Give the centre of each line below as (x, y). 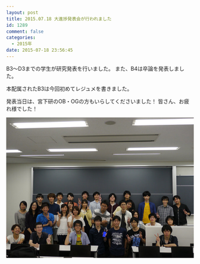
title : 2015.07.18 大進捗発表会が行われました (59, 19)
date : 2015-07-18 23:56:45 (40, 51)
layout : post (22, 12)
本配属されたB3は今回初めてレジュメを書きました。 (69, 89)
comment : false (25, 32)
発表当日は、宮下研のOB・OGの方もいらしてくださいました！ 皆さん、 (93, 101)
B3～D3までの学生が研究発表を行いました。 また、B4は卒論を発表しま (93, 68)
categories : (21, 38)
